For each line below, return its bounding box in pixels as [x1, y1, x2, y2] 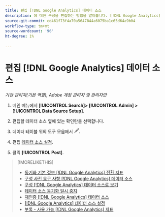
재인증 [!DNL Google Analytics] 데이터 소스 [24, 194, 109, 200]
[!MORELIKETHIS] [17, 159, 54, 165]
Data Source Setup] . [42, 108, 85, 114]
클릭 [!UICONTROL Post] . [12, 149, 64, 155]
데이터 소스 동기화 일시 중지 [24, 187, 77, 194]
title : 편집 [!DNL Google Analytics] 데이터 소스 [5, 8, 102, 13]
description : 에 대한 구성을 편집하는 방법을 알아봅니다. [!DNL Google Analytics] [5, 13, 161, 18]
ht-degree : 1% [5, 34, 34, 39]
